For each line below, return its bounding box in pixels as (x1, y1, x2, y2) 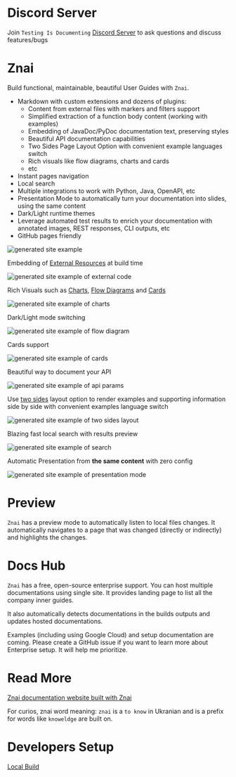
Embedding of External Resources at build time (7, 259, 143, 267)
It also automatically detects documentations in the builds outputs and (7, 609, 211, 618)
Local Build (7, 762, 40, 771)
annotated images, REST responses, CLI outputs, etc (17, 223, 171, 233)
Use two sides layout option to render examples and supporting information (7, 395, 226, 403)
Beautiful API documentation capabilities (27, 134, 146, 143)
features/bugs (7, 35, 48, 44)
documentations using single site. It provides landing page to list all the (7, 588, 213, 596)
